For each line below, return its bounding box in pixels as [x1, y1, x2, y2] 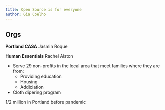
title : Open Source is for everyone [5, 7, 82, 12]
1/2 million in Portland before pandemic [5, 99, 86, 105]
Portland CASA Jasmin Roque [5, 43, 68, 50]
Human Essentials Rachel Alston [5, 53, 74, 59]
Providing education [20, 73, 62, 80]
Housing [20, 79, 38, 85]
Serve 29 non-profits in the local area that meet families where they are [12, 63, 160, 69]
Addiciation [20, 84, 44, 90]
